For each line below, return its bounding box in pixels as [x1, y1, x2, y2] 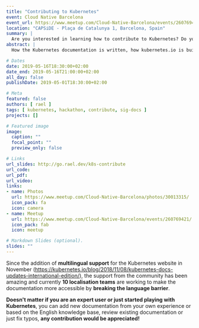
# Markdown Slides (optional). [6, 238, 84, 244]
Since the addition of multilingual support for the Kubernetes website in [6, 259, 182, 267]
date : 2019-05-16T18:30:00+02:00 [6, 63, 89, 69]
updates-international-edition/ [6, 272, 80, 279]
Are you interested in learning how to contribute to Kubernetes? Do [11, 36, 187, 42]
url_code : [6, 167, 31, 173]
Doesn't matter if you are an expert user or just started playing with [6, 296, 175, 303]
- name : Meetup [6, 210, 44, 216]
